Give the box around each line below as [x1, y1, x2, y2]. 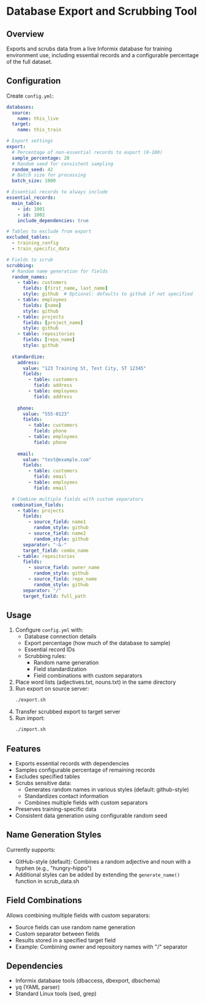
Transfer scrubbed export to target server [15, 708, 121, 716]
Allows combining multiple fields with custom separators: [6, 912, 151, 919]
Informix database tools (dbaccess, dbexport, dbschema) [15, 977, 160, 985]
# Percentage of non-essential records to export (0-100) [12, 149, 163, 155]
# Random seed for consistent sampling [12, 161, 114, 167]
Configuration [6, 76, 61, 87]
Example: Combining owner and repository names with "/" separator [15, 943, 188, 950]
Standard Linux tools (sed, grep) [15, 990, 97, 997]
